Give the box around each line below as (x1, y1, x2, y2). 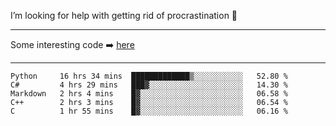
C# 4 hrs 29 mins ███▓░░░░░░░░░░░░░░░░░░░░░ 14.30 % (10, 80, 288, 90)
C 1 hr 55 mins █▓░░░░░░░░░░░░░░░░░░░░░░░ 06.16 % (10, 106, 288, 116)
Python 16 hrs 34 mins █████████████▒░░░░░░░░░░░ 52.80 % (10, 71, 288, 81)
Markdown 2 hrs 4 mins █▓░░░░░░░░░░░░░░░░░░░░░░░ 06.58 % (10, 89, 288, 99)
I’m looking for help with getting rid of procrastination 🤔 (10, 10, 238, 21)
